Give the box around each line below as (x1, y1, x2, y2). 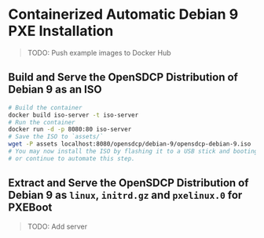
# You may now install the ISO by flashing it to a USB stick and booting (8, 147, 258, 155)
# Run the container (8, 118, 76, 126)
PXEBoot (8, 201, 53, 215)
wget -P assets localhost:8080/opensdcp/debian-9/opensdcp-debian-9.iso (8, 140, 251, 148)
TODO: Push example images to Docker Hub (27, 48, 171, 57)
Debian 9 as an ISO (8, 83, 102, 96)
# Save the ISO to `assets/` (8, 133, 104, 141)
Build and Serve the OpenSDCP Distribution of (8, 70, 238, 84)
